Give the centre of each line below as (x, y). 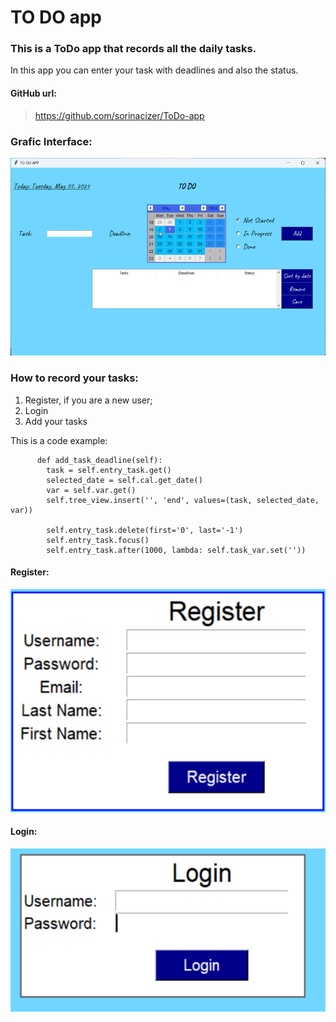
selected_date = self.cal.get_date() (124, 480)
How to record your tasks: (74, 378)
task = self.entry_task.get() (109, 470)
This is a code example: (59, 440)
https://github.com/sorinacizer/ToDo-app (119, 115)
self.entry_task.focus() (98, 540)
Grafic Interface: (51, 141)
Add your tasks (56, 421)
